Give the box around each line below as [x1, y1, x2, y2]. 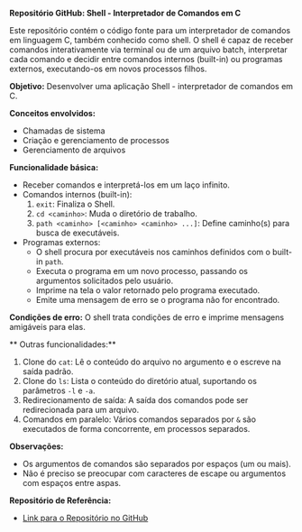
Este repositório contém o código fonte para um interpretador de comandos [9, 25, 291, 35]
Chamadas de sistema [22, 125, 105, 136]
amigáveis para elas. [9, 322, 86, 332]
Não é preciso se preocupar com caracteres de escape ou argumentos [22, 468, 287, 479]
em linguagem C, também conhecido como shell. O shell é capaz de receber [9, 35, 294, 45]
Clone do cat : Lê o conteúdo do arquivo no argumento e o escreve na [22, 356, 281, 367]
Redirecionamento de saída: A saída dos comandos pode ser [22, 395, 249, 405]
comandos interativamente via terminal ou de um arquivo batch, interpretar [9, 44, 288, 55]
